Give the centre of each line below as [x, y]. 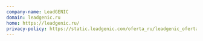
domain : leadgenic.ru [34, 17]
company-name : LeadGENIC [37, 12]
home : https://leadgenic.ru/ [43, 23]
